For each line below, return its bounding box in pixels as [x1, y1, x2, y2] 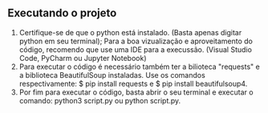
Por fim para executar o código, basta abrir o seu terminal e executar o [18, 87, 254, 97]
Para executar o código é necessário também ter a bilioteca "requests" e [18, 62, 260, 71]
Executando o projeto [7, 6, 117, 20]
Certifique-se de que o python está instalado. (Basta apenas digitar [18, 27, 242, 37]
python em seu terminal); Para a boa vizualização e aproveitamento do [18, 36, 254, 46]
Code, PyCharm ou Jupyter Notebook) [18, 53, 147, 63]
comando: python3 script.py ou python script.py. [18, 95, 181, 105]
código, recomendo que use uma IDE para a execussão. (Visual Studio [18, 44, 252, 54]
